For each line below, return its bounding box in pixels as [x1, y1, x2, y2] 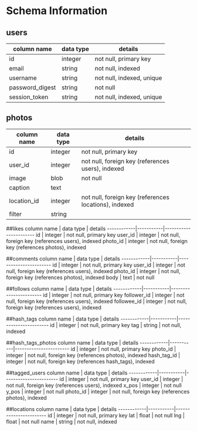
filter [9, 210, 22, 218]
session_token [9, 93, 49, 101]
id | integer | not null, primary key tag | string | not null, [49, 321, 182, 328]
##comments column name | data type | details [6, 255, 120, 262]
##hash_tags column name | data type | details [6, 315, 120, 322]
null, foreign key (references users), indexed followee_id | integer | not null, [6, 298, 188, 305]
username [9, 74, 37, 82]
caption [9, 183, 30, 191]
